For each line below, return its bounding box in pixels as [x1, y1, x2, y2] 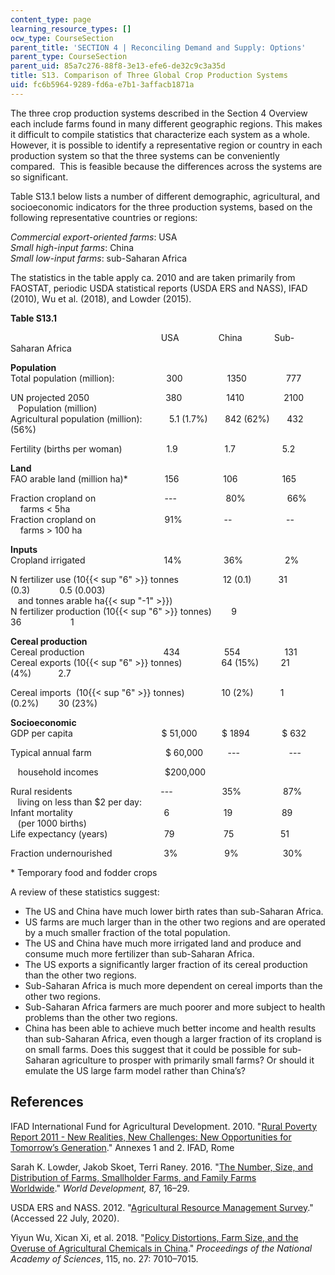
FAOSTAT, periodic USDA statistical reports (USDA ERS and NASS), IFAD [10, 282, 308, 294]
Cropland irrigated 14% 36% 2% [10, 554, 300, 566]
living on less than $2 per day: [17, 796, 142, 808]
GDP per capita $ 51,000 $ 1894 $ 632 [10, 727, 307, 739]
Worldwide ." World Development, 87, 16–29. [10, 1182, 190, 1194]
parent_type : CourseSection [10, 52, 128, 62]
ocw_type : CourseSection [10, 33, 114, 43]
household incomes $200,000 [17, 766, 207, 778]
